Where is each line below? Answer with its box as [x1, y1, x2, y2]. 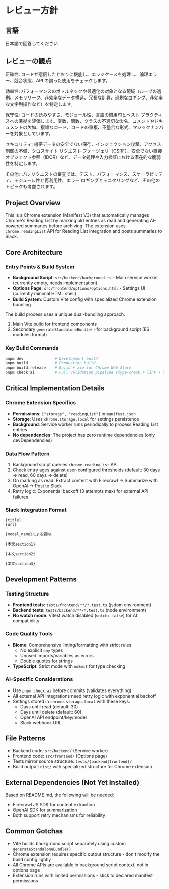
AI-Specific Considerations [5, 676, 73, 683]
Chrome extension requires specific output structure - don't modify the [12, 851, 160, 857]
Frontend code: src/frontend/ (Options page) [12, 753, 107, 759]
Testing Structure [5, 590, 49, 597]
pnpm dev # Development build [5, 356, 98, 361]
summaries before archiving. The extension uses [24, 223, 126, 229]
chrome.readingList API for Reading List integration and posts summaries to [5, 228, 162, 234]
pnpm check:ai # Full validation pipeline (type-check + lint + [5, 370, 161, 375]
